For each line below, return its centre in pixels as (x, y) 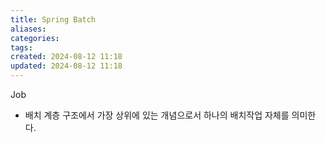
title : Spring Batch (53, 19)
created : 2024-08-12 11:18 (66, 57)
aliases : (28, 29)
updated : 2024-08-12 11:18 (66, 66)
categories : (35, 38)
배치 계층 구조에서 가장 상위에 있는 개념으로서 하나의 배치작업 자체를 (157, 115)
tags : (21, 47)
